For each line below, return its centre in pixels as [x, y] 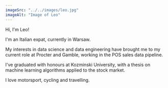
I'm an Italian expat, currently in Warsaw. [48, 39]
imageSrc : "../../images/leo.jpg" [42, 10]
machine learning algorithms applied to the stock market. [65, 70]
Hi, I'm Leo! [17, 29]
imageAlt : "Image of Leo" [33, 15]
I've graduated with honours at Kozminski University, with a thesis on [78, 64]
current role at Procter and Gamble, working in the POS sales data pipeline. [84, 55]
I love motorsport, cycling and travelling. [47, 80]
